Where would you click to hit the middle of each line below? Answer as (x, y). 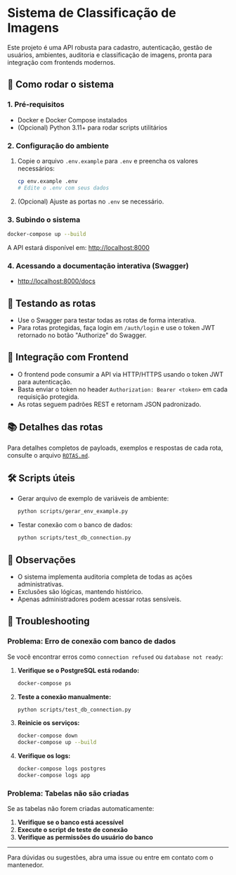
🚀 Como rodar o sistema (61, 85)
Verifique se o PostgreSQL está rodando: (78, 670)
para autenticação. (45, 382)
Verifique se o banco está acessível (71, 822)
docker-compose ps (44, 683)
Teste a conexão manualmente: (64, 697)
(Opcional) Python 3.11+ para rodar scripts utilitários (92, 127)
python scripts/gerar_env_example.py (73, 512)
